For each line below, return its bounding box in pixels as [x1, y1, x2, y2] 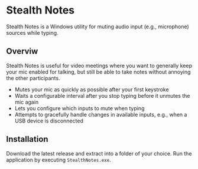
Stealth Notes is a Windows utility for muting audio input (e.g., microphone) [6, 23, 189, 30]
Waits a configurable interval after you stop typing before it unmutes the [14, 92, 190, 99]
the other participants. [6, 74, 60, 81]
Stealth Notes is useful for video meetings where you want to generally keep [6, 62, 192, 69]
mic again [14, 98, 39, 105]
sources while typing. [6, 29, 59, 36]
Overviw [6, 47, 38, 57]
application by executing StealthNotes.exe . [6, 156, 111, 163]
